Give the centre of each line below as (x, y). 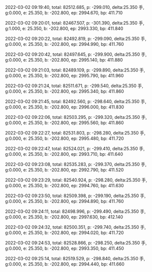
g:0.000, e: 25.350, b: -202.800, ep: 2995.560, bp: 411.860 (64, 123)
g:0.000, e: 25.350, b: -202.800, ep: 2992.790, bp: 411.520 (64, 170)
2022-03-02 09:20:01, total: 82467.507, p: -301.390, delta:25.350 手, (75, 23)
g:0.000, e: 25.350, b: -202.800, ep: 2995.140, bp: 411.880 (64, 60)
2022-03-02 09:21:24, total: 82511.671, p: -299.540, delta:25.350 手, (74, 86)
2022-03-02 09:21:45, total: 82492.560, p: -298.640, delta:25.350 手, (76, 102)
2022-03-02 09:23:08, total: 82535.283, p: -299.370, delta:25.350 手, (76, 164)
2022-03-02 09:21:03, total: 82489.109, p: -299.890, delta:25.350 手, (75, 70)
